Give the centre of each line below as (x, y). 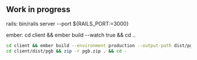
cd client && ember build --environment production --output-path (89, 45)
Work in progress (38, 10)
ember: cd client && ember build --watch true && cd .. (71, 35)
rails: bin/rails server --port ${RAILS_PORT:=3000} (67, 23)
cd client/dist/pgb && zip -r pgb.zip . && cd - (67, 51)
